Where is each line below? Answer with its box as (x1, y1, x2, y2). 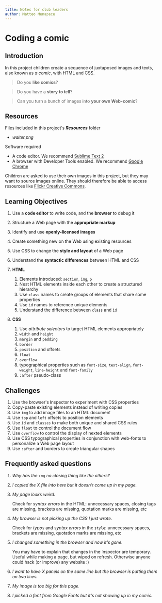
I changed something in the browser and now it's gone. (12, 539, 123, 545)
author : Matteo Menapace (5, 12, 55, 17)
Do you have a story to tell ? (16, 88, 73, 95)
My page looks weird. (12, 491, 56, 497)
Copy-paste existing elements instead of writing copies (12, 404, 123, 410)
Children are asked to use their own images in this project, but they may (5, 173, 149, 179)
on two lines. (12, 573, 38, 579)
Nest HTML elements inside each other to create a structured (19, 281, 142, 287)
